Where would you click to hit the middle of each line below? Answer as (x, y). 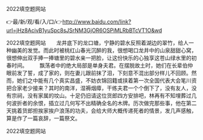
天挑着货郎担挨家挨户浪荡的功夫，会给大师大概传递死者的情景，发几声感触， (101, 111)
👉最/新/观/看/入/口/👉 (34, 22)
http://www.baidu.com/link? (97, 22)
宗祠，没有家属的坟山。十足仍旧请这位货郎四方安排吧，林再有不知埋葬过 (101, 96)
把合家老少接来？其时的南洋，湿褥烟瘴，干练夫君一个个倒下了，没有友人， (99, 88)
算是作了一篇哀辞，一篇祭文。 (43, 118)
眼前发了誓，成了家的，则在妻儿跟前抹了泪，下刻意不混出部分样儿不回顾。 (99, 73)
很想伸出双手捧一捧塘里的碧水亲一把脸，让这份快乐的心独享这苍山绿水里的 (99, 58)
